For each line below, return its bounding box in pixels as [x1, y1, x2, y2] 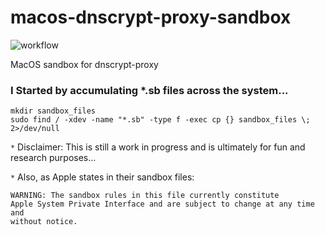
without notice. [10, 217, 78, 227]
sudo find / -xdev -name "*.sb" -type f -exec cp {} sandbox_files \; [10, 115, 311, 125]
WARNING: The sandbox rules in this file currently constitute [10, 191, 280, 201]
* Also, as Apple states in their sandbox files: [10, 171, 195, 183]
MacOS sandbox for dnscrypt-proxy [10, 58, 159, 70]
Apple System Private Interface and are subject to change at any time [10, 199, 315, 210]
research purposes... [10, 152, 97, 164]
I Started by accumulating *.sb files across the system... [10, 83, 289, 97]
